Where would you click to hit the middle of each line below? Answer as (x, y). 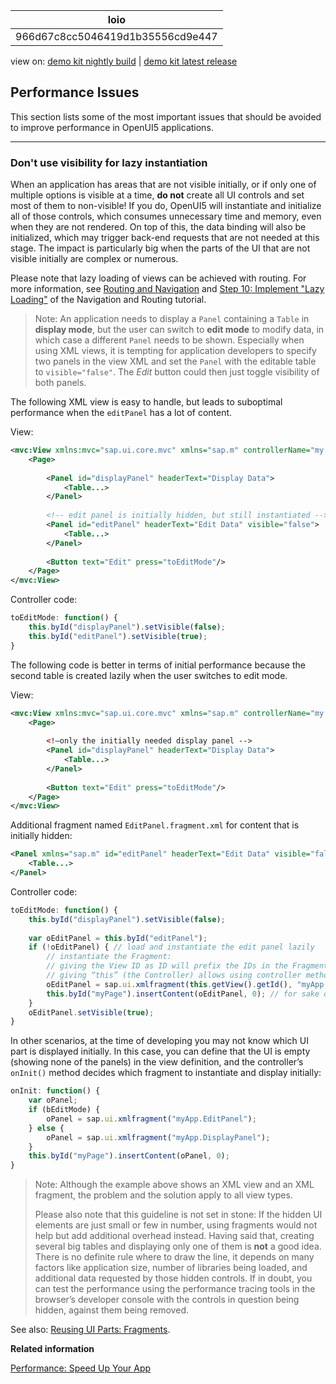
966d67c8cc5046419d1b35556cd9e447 (116, 36)
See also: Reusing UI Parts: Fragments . (90, 1330)
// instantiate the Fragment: (109, 957)
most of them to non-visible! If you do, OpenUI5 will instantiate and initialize (166, 206)
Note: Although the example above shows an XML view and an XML (174, 1185)
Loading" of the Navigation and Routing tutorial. (108, 300)
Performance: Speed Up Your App (81, 1368)
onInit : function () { (55, 1091)
